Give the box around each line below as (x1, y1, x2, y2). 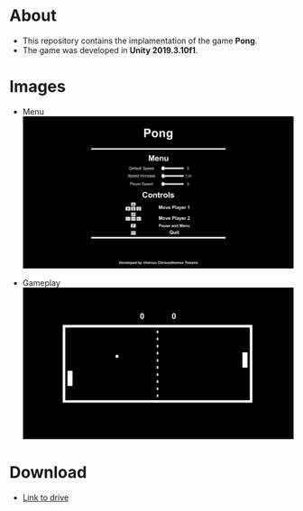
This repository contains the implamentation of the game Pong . (22, 35, 258, 46)
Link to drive (22, 492, 69, 503)
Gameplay (22, 277, 61, 288)
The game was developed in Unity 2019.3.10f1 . (22, 44, 198, 55)
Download (9, 462, 87, 483)
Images (9, 77, 66, 97)
